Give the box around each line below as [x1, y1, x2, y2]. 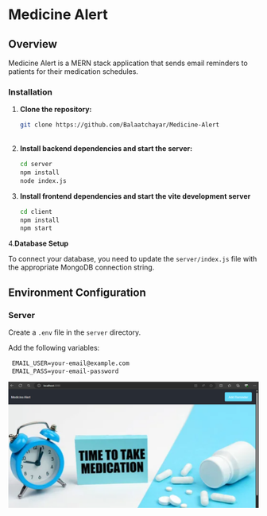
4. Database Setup [8, 239, 69, 248]
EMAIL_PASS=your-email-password [11, 367, 119, 375]
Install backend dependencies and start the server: [19, 144, 193, 153]
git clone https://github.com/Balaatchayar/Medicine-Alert [19, 121, 220, 129]
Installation [8, 86, 53, 97]
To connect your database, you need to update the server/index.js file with [8, 254, 257, 264]
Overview [8, 37, 58, 51]
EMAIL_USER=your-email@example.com [11, 359, 130, 367]
